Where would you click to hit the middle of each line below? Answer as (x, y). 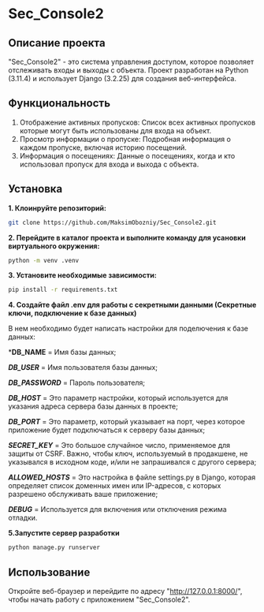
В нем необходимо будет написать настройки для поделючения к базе (128, 329)
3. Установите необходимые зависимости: (83, 275)
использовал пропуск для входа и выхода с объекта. (109, 164)
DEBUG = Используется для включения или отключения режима (117, 509)
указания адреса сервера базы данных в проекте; (93, 406)
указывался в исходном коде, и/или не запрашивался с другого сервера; (132, 462)
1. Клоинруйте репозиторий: (57, 208)
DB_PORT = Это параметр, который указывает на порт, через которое (127, 422)
